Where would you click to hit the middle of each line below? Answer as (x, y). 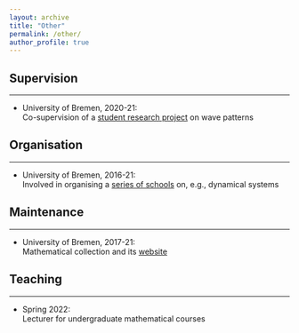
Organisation (46, 145)
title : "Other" (37, 26)
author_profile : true (49, 42)
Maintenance (47, 213)
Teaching (36, 279)
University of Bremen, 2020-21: (80, 108)
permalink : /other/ (45, 34)
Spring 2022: (46, 309)
